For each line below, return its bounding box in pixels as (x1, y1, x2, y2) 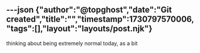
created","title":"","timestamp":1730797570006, (6, 14, 195, 25)
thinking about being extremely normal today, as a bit (6, 39, 138, 47)
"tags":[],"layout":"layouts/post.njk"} (6, 23, 153, 34)
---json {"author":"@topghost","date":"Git (6, 5, 172, 15)
